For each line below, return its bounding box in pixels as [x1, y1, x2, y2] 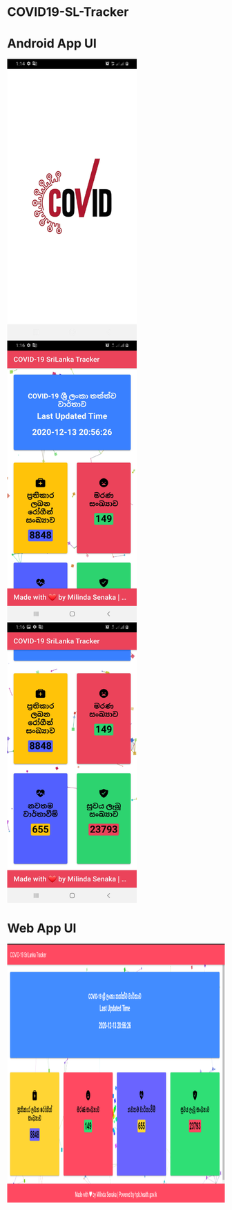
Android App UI [7, 36, 97, 52]
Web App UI [7, 921, 77, 936]
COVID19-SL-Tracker [7, 4, 129, 20]
